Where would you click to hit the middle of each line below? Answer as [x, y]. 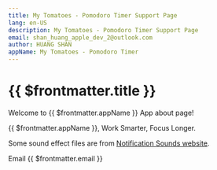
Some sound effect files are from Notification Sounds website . [109, 143]
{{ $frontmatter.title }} [82, 91]
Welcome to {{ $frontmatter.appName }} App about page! [101, 113]
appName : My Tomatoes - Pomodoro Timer [74, 52]
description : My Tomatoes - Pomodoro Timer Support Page [103, 30]
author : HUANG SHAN [40, 45]
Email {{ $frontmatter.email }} [56, 158]
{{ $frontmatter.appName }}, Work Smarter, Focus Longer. [102, 128]
